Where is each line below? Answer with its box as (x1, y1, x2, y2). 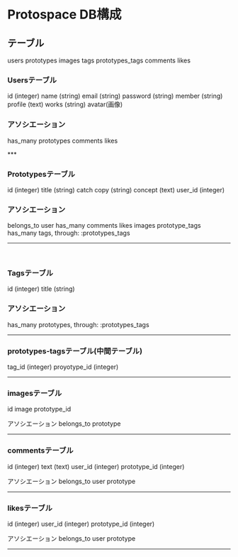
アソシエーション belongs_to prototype (7, 419, 121, 428)
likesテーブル (7, 503, 53, 513)
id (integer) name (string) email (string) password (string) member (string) (7, 92, 223, 100)
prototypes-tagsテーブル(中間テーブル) (7, 346, 143, 355)
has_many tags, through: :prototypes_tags (7, 228, 130, 238)
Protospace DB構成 (7, 6, 122, 23)
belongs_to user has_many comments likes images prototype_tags (7, 221, 201, 230)
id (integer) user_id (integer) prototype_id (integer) (7, 519, 155, 528)
